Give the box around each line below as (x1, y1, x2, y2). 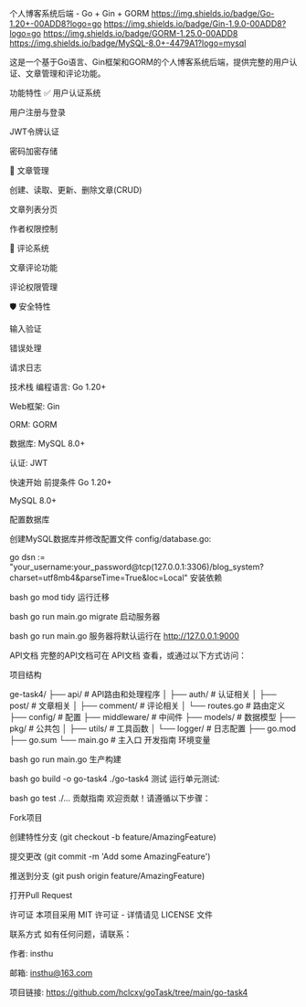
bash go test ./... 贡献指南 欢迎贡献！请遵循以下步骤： (9, 793, 212, 803)
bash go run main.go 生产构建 (9, 754, 121, 765)
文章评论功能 (9, 262, 58, 272)
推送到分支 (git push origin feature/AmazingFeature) (9, 871, 206, 881)
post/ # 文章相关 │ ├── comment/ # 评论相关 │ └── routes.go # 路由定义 (9, 700, 286, 711)
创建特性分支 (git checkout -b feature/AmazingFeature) (9, 832, 216, 843)
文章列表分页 (9, 204, 58, 215)
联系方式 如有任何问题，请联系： (9, 928, 132, 939)
